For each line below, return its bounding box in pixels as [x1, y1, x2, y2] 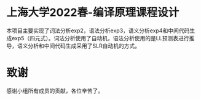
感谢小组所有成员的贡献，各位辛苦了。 [6, 87, 103, 95]
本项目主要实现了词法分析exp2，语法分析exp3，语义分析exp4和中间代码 [6, 27, 190, 34]
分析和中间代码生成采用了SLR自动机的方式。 [27, 42, 140, 49]
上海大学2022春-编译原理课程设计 [6, 5, 179, 20]
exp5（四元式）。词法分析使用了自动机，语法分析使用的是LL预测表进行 [11, 34, 189, 41]
